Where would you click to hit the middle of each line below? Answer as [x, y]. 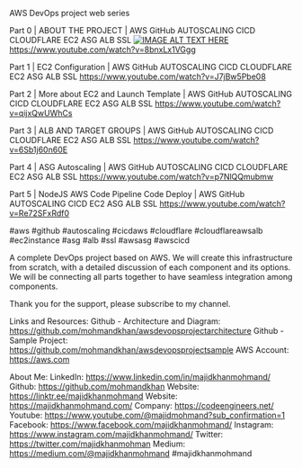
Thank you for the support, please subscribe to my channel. [120, 304]
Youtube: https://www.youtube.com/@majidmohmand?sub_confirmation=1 [147, 415]
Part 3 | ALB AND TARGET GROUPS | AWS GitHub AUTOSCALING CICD [142, 130]
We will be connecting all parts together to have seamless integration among [151, 277]
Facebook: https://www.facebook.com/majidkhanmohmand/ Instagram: [142, 425]
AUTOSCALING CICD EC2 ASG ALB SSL [84, 203]
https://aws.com [40, 360]
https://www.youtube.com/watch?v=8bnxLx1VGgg [102, 49]
